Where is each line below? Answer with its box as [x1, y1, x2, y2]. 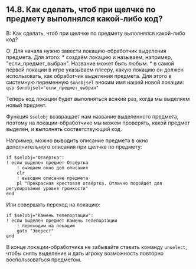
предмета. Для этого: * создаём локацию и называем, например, [6, 53, 172, 61]
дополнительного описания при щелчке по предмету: [6, 143, 143, 150]
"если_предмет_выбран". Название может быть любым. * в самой [6, 60, 174, 67]
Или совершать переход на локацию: [6, 201, 101, 208]
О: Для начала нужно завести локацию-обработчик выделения [6, 47, 166, 54]
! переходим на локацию [17, 222, 76, 229]
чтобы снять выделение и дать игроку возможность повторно [6, 250, 164, 257]
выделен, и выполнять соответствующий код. [6, 125, 122, 132]
